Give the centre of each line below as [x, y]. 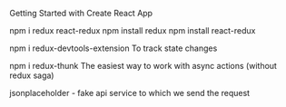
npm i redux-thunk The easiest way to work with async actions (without [143, 66]
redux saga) [32, 75]
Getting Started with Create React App [81, 13]
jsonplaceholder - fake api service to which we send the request [130, 93]
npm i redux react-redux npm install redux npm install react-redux [133, 30]
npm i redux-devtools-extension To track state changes [113, 48]
